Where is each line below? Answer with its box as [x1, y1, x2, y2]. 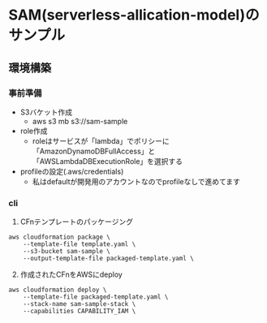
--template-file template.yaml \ [23, 240, 136, 248]
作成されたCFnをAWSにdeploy [19, 269, 123, 279]
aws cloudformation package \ [8, 233, 111, 242]
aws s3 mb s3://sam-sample [32, 116, 128, 126]
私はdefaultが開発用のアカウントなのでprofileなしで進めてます [32, 176, 241, 186]
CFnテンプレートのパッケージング [19, 217, 134, 226]
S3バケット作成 [19, 107, 73, 117]
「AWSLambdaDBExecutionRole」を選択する [32, 156, 183, 166]
